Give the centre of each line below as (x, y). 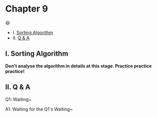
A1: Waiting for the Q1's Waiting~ (39, 109)
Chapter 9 (27, 9)
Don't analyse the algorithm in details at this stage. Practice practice (78, 66)
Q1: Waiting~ (18, 99)
